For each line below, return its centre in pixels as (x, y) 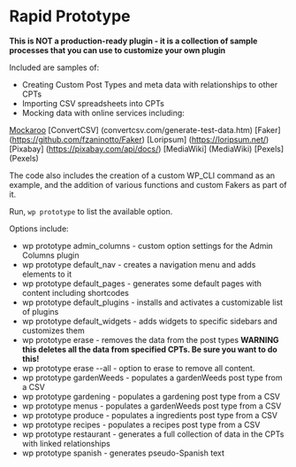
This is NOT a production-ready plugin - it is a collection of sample (133, 41)
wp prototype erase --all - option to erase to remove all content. (138, 368)
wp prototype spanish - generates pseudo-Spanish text (123, 453)
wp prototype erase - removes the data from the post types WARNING (151, 339)
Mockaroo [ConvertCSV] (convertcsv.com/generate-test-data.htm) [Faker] (145, 129)
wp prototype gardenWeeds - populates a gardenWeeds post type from (152, 377)
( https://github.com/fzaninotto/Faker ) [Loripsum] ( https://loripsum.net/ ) (139, 139)
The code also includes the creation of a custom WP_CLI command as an (142, 175)
